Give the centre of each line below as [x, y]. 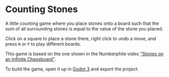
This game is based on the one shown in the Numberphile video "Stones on [84, 54]
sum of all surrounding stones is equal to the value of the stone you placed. [84, 28]
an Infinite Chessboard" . [31, 59]
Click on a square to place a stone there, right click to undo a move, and [81, 38]
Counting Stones [41, 9]
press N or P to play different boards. [43, 44]
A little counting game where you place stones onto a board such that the [82, 23]
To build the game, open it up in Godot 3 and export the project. [72, 69]
